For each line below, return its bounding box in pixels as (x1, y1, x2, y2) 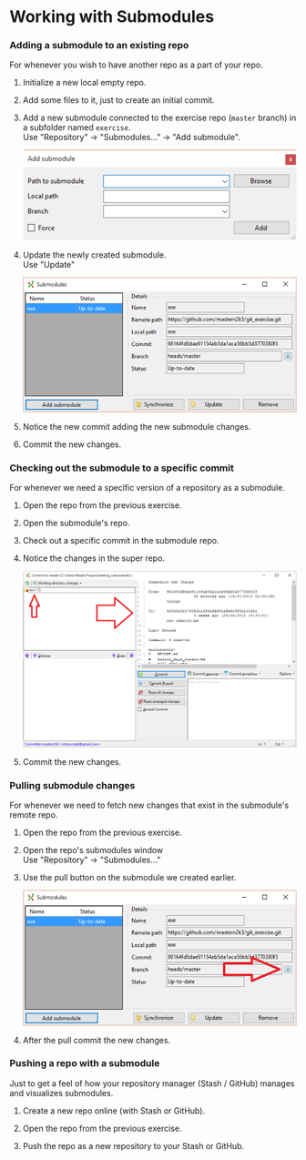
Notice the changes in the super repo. (22, 553, 166, 564)
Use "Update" (22, 259, 76, 270)
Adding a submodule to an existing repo (9, 39, 189, 52)
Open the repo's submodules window (22, 845, 164, 856)
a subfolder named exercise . (22, 122, 131, 133)
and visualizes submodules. (9, 1087, 114, 1098)
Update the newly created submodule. (22, 249, 167, 260)
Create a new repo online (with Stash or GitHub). (22, 1104, 206, 1116)
